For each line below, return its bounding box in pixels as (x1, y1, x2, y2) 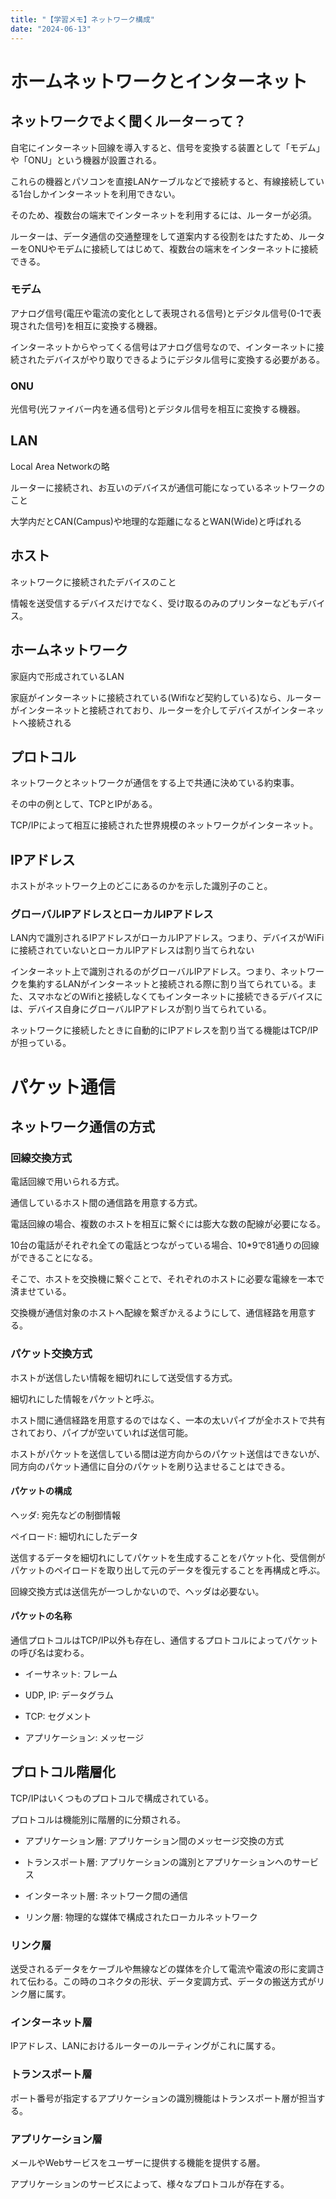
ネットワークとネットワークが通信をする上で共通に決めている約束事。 (10, 777, 300, 789)
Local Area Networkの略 (10, 460, 110, 472)
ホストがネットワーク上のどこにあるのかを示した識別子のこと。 (10, 880, 273, 892)
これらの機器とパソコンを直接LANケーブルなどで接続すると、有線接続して (10, 175, 317, 187)
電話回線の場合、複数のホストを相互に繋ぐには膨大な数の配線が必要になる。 (10, 1218, 326, 1230)
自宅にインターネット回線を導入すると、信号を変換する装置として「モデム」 (10, 141, 325, 153)
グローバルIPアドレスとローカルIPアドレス (10, 907, 214, 921)
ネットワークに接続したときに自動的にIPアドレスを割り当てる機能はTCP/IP (10, 1024, 319, 1036)
